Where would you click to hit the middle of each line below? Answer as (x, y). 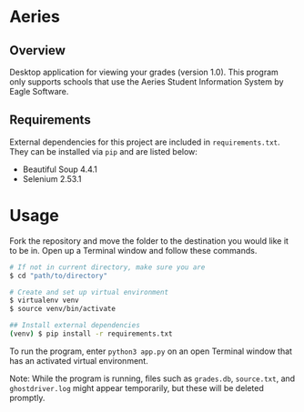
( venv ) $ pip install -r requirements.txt (91, 334)
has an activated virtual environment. (79, 360)
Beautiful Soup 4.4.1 (60, 169)
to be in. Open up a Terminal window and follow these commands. (133, 250)
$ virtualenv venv (44, 301)
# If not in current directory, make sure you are (107, 267)
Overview (38, 50)
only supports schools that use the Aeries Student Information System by (147, 82)
